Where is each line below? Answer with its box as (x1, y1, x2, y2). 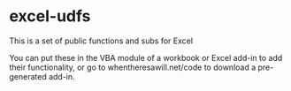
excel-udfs (9, 6, 91, 27)
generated (9, 71, 47, 81)
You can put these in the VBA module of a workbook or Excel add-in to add (9, 52, 283, 63)
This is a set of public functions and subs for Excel (9, 35, 193, 46)
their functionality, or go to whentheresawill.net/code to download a (9, 62, 257, 72)
